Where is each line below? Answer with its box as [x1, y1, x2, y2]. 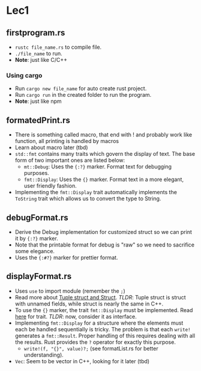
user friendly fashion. [23, 182, 77, 189]
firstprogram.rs [6, 28, 65, 38]
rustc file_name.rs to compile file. [14, 43, 102, 51]
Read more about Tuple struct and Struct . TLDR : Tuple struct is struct [14, 293, 186, 301]
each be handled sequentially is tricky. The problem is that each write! [14, 325, 191, 333]
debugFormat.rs [6, 212, 69, 222]
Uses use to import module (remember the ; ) [14, 287, 126, 295]
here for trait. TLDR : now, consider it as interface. [14, 313, 137, 320]
